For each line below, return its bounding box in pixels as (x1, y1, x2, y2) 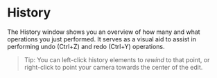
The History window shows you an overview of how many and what (7, 28, 200, 36)
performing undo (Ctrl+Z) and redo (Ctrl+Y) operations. (7, 42, 165, 50)
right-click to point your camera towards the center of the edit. (24, 63, 203, 71)
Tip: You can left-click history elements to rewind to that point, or (24, 55, 210, 64)
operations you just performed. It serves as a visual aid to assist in (7, 35, 196, 43)
